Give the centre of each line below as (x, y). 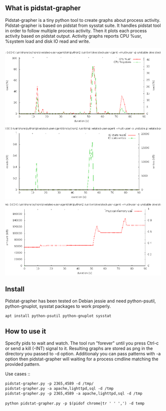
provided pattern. (23, 364)
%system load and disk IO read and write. (48, 41)
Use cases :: (18, 374)
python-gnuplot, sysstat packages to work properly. (58, 306)
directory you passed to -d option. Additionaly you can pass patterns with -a (83, 354)
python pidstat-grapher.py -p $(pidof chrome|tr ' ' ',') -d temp (75, 404)
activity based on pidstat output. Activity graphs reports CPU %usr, (74, 36)
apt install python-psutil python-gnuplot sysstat (58, 316)
